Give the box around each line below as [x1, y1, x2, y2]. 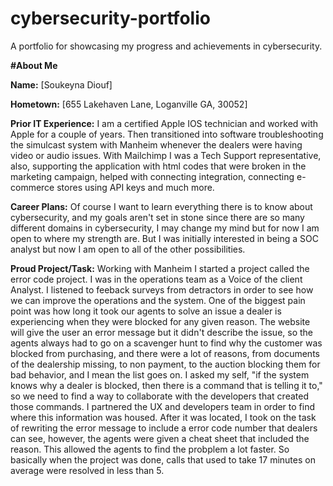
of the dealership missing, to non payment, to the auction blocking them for [10, 358, 321, 370]
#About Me [10, 59, 58, 71]
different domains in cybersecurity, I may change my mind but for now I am [10, 222, 320, 234]
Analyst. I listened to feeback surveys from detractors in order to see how [10, 283, 314, 296]
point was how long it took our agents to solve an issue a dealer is [10, 305, 282, 317]
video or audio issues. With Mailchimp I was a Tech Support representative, [10, 149, 322, 161]
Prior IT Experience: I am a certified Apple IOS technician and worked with [10, 117, 319, 129]
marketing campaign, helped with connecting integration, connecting [10, 170, 295, 182]
